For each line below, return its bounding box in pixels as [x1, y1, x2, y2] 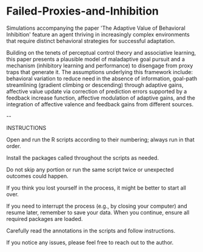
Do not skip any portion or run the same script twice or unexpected [6, 166, 174, 173]
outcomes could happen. [6, 172, 68, 180]
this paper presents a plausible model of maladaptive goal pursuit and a [6, 55, 185, 63]
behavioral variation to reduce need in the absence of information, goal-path [6, 75, 198, 82]
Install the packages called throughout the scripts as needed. [6, 154, 159, 162]
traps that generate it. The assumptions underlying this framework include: [6, 68, 193, 75]
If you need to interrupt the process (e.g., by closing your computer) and [6, 202, 188, 209]
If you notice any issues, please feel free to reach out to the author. [6, 239, 174, 246]
